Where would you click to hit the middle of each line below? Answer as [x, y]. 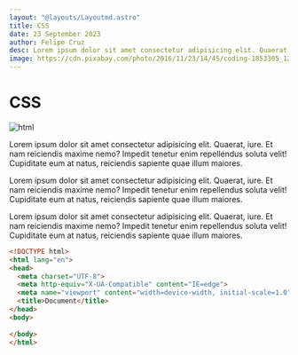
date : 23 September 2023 [55, 34]
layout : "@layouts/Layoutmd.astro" [75, 17]
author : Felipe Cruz [47, 42]
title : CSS [29, 26]
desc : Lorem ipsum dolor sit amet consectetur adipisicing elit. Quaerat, [150, 51]
